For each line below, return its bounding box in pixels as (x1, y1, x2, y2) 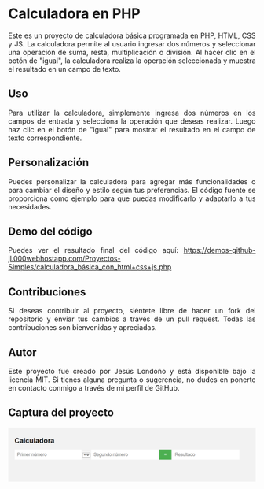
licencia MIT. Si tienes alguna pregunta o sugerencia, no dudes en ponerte (8, 375, 256, 384)
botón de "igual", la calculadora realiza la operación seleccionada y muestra (8, 56, 256, 65)
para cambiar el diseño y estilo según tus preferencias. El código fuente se (8, 185, 256, 194)
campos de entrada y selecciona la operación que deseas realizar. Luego (8, 116, 256, 126)
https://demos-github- (183, 246, 256, 255)
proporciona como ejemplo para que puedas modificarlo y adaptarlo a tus (8, 194, 256, 203)
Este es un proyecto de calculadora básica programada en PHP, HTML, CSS (8, 31, 256, 40)
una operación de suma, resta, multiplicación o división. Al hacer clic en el (8, 47, 256, 57)
